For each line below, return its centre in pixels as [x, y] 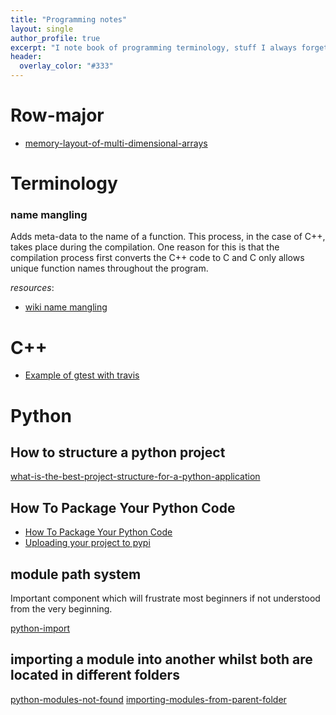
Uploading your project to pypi [87, 543]
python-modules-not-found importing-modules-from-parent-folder [148, 699]
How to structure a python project [118, 452]
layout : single [42, 29]
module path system [76, 574]
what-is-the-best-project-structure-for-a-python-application [135, 477]
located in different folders [95, 675]
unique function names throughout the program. [109, 268]
